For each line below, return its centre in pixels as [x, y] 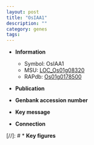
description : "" [27, 23]
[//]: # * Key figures [31, 136]
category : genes [27, 29]
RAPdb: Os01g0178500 [53, 77]
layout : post [23, 12]
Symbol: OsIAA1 [44, 64]
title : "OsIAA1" [27, 18]
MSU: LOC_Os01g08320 [54, 70]
